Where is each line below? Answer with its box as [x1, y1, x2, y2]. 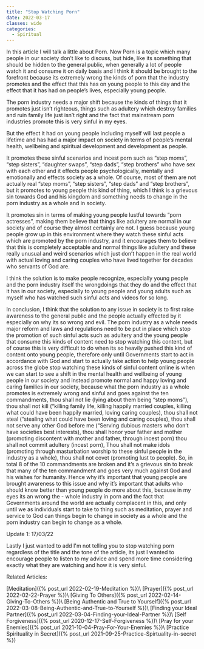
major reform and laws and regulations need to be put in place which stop [6, 325, 191, 333]
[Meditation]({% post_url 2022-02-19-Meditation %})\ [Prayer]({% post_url [6, 585, 194, 593]
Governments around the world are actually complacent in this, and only [6, 499, 187, 507]
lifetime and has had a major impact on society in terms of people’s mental [6, 136, 192, 143]
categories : [6, 25, 36, 32]
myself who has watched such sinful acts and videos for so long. [6, 294, 169, 301]
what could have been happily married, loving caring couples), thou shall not [6, 409, 198, 416]
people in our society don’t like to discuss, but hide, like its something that [6, 55, 192, 62]
